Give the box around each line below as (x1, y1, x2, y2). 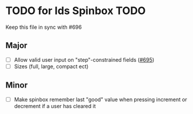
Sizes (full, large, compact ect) (14, 63, 89, 70)
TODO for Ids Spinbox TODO (5, 4, 146, 18)
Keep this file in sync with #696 (5, 24, 82, 31)
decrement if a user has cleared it (14, 102, 96, 109)
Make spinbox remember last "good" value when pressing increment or (14, 96, 188, 103)
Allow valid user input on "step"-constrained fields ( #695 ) (14, 56, 155, 63)
